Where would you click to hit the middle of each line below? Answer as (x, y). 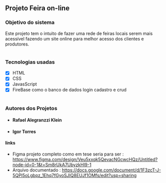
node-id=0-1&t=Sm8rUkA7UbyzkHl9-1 (52, 165)
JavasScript (25, 84)
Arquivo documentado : (37, 170)
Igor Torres (24, 131)
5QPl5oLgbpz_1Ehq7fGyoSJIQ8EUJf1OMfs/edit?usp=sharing (75, 175)
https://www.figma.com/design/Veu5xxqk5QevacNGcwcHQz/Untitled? (85, 159)
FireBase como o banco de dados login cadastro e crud (69, 90)
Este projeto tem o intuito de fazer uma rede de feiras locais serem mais (79, 33)
